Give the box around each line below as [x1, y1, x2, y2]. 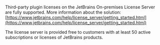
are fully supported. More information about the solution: [5, 9, 121, 15]
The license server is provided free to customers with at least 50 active [5, 29, 151, 35]
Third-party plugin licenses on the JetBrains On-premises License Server [5, 4, 156, 10]
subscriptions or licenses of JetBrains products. [5, 34, 103, 40]
